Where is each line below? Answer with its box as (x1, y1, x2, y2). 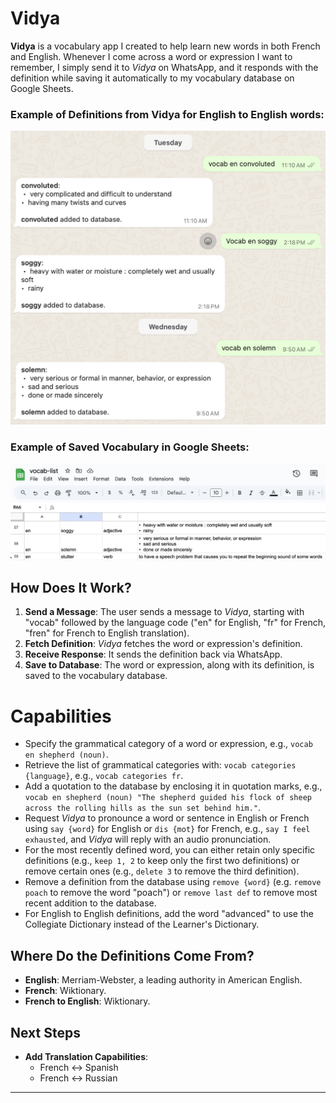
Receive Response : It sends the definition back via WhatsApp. (24, 648, 283, 661)
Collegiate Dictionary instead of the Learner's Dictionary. (24, 918, 260, 931)
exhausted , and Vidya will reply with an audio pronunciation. (24, 833, 272, 846)
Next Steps (10, 1024, 81, 1041)
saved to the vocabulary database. (24, 670, 168, 682)
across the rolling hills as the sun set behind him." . (24, 802, 262, 814)
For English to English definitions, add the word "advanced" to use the (24, 908, 314, 920)
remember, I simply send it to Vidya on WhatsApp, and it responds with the (10, 61, 319, 73)
